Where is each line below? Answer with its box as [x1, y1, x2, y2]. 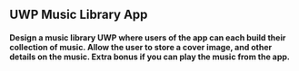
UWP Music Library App [9, 7, 148, 22]
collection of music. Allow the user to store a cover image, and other [9, 41, 273, 52]
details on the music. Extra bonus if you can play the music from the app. [9, 51, 291, 62]
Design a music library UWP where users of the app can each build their [9, 31, 286, 43]
